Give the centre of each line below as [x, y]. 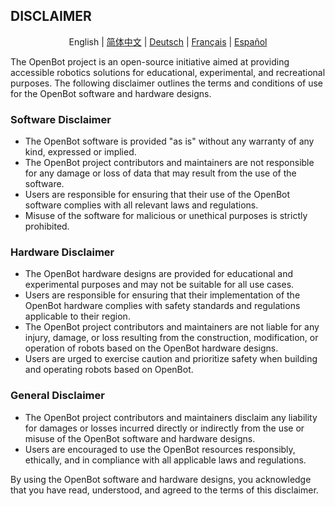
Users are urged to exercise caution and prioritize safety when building [171, 359]
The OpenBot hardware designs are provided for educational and [159, 274]
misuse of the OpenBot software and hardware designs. [140, 438]
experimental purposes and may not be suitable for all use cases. [159, 285]
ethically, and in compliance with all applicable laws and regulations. [165, 460]
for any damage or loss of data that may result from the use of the [160, 173]
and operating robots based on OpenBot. [109, 370]
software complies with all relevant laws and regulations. [141, 205]
